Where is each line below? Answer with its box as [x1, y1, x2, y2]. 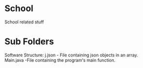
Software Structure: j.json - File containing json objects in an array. [4, 52, 138, 58]
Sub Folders [4, 36, 54, 47]
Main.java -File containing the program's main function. [4, 57, 116, 63]
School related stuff [4, 19, 44, 25]
